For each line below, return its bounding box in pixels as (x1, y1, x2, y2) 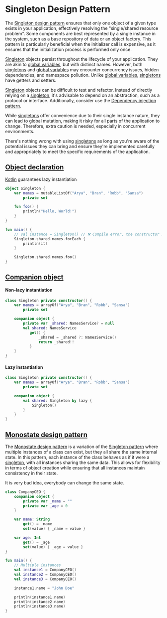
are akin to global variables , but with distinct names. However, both (5, 61, 143, 67)
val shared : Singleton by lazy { (23, 398, 92, 403)
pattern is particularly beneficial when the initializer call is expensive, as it (5, 41, 156, 47)
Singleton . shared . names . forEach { (14, 236, 85, 241)
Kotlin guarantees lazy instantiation (5, 176, 77, 182)
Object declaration (5, 163, 64, 171)
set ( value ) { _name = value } (23, 526, 85, 531)
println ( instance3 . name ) (14, 604, 66, 609)
